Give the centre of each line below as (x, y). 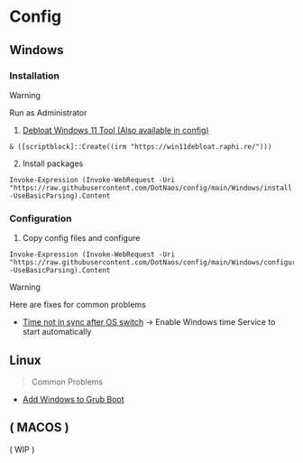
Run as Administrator (48, 112)
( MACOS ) (39, 427)
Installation (35, 76)
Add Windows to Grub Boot (73, 399)
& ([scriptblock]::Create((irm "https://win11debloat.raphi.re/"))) (141, 146)
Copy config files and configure (81, 238)
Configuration (41, 218)
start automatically (57, 332)
